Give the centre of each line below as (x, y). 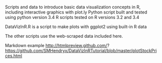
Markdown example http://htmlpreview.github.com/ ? (57, 45)
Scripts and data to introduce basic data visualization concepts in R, (73, 7)
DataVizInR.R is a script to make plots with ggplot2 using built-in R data (76, 27)
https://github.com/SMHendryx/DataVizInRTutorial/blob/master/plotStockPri (81, 51)
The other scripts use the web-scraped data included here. (64, 36)
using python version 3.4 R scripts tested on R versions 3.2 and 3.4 (72, 17)
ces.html (14, 56)
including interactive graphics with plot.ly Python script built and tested (76, 12)
